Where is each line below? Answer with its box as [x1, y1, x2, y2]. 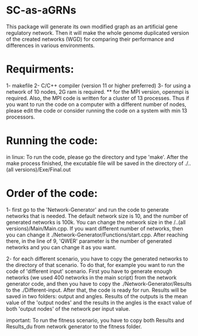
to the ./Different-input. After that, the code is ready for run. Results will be [6, 286, 187, 294]
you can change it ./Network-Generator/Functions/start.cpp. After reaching [6, 231, 189, 238]
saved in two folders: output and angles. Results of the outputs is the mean [6, 292, 188, 299]
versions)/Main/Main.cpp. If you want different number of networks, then [6, 225, 184, 232]
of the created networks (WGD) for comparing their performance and [6, 35, 174, 42]
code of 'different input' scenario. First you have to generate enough [6, 268, 173, 275]
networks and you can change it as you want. [6, 243, 117, 251]
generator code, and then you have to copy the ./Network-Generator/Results [6, 280, 192, 287]
